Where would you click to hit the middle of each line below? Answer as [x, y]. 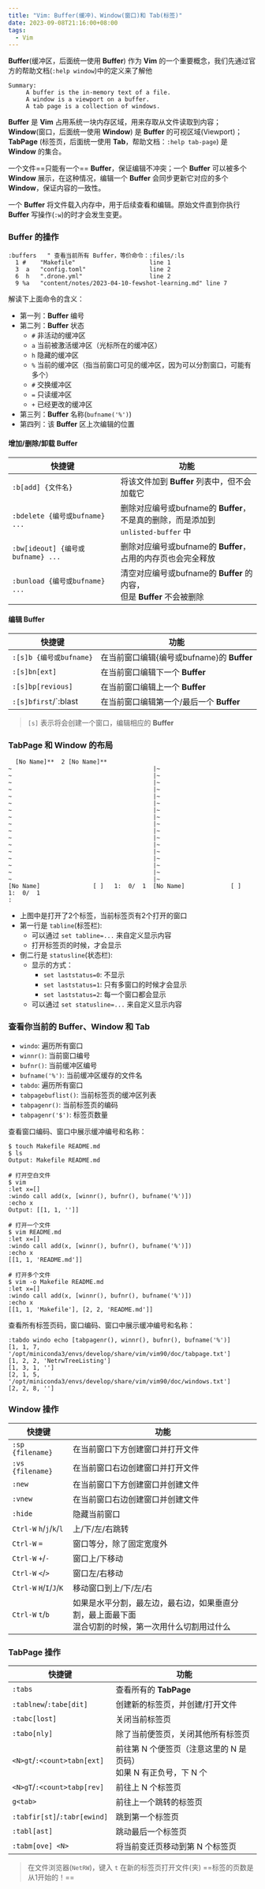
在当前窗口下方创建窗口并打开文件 [136, 1449]
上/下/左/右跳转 [101, 1529]
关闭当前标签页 [144, 1719]
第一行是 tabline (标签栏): [61, 926]
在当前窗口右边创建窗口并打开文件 [136, 1468]
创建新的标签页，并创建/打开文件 [176, 1704]
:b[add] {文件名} [43, 487]
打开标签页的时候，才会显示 [77, 945]
